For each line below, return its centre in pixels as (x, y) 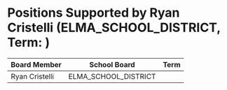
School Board (112, 64)
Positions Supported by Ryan (94, 13)
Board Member (36, 64)
